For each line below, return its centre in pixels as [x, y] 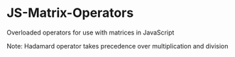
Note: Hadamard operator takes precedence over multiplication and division [117, 46]
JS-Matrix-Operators [70, 13]
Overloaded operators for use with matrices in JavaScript [91, 32]
